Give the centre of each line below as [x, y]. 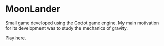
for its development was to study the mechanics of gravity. [67, 28]
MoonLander [33, 9]
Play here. [16, 38]
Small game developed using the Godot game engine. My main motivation [82, 23]
